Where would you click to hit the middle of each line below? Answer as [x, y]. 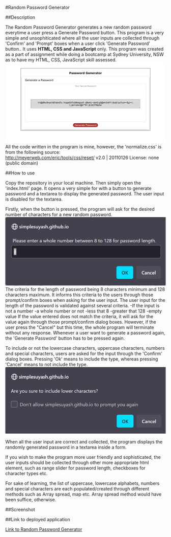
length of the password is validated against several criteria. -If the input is [82, 306]
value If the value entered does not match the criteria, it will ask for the [79, 317]
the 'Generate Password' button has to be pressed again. [65, 338]
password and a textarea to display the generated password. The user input [85, 193]
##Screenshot [20, 509]
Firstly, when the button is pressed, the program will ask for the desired [80, 209]
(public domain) [22, 163]
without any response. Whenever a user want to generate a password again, [85, 333]
